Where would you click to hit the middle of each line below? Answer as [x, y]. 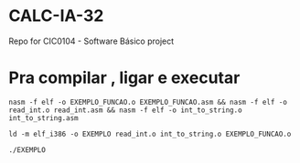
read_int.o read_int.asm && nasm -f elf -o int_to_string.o [126, 110]
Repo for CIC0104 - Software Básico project [91, 41]
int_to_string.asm [43, 118]
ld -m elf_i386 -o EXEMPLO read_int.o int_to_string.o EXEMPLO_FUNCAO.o [150, 134]
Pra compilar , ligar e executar [124, 78]
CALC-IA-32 [56, 16]
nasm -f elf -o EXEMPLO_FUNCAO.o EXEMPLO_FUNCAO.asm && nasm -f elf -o [148, 102]
